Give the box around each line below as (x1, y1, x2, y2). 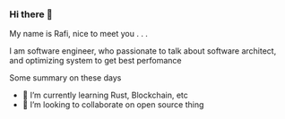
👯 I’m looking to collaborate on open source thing (22, 99, 204, 110)
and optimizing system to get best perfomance (9, 55, 182, 66)
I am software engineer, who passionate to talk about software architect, (9, 46, 277, 56)
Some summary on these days (9, 72, 122, 83)
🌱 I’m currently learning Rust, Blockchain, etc (22, 89, 188, 101)
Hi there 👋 (9, 8, 54, 21)
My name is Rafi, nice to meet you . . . (9, 29, 148, 39)
